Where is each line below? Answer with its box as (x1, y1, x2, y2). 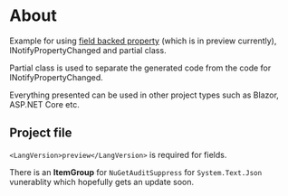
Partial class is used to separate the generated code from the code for (9, 62, 272, 73)
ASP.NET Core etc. (9, 98, 80, 109)
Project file (9, 126, 72, 141)
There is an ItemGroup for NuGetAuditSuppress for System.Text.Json (9, 166, 263, 177)
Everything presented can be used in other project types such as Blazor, (9, 89, 279, 100)
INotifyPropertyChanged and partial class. (9, 44, 167, 55)
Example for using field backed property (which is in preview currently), (9, 35, 277, 46)
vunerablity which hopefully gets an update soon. (9, 176, 195, 187)
